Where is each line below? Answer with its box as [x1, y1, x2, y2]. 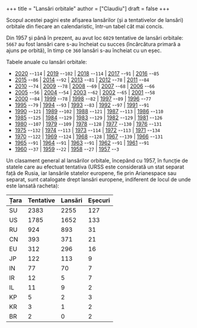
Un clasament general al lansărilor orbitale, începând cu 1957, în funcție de [6, 157, 188, 164]
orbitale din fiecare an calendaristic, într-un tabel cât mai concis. [6, 23, 164, 30]
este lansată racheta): [6, 182, 59, 189]
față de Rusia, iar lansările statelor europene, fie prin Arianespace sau [6, 170, 177, 177]
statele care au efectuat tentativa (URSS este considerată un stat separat [6, 163, 185, 170]
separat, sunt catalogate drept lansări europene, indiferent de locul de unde [6, 176, 191, 183]
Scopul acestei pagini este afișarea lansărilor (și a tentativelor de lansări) [6, 17, 184, 23]
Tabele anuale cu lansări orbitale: [6, 59, 87, 65]
